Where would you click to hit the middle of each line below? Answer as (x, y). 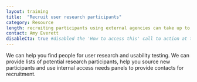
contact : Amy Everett (33, 33)
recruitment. (21, 74)
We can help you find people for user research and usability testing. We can (98, 55)
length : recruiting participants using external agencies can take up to (98, 28)
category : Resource (30, 22)
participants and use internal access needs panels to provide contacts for (95, 68)
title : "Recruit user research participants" (64, 17)
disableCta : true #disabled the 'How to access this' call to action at (97, 39)
